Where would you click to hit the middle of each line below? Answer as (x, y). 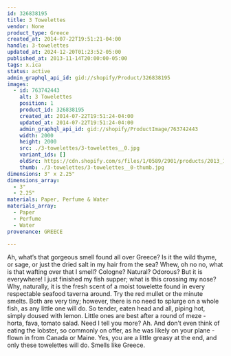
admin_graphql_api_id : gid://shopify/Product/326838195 (89, 78)
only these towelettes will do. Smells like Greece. (76, 345)
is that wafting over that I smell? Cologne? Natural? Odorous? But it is (105, 272)
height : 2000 (38, 142)
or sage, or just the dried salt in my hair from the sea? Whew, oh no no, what (115, 265)
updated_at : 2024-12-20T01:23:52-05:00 (64, 52)
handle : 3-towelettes (38, 46)
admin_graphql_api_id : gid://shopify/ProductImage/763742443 (109, 129)
